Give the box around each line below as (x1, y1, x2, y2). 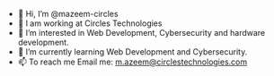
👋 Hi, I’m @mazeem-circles (17, 9, 119, 19)
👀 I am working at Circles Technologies (17, 18, 163, 29)
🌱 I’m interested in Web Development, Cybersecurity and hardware (17, 28, 266, 38)
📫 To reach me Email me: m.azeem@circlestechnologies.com (17, 56, 248, 67)
